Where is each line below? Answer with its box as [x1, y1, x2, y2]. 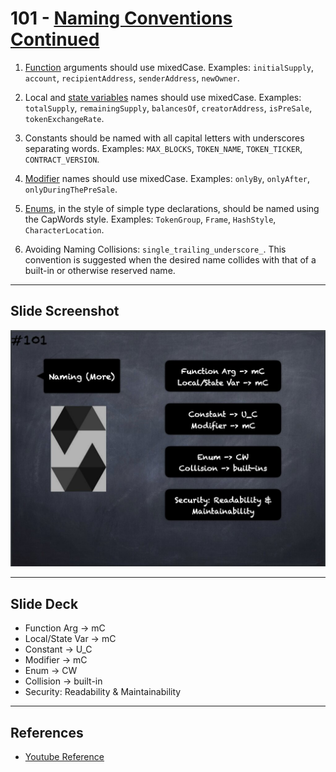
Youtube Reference [24, 751, 105, 763]
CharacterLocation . [24, 223, 105, 236]
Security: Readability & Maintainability [24, 686, 182, 698]
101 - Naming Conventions [10, 7, 233, 30]
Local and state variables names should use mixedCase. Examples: [24, 91, 302, 103]
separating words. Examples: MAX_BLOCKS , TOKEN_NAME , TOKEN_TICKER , [24, 142, 303, 154]
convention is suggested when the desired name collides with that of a [24, 253, 317, 266]
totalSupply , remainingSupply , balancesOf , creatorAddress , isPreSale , [24, 102, 313, 114]
